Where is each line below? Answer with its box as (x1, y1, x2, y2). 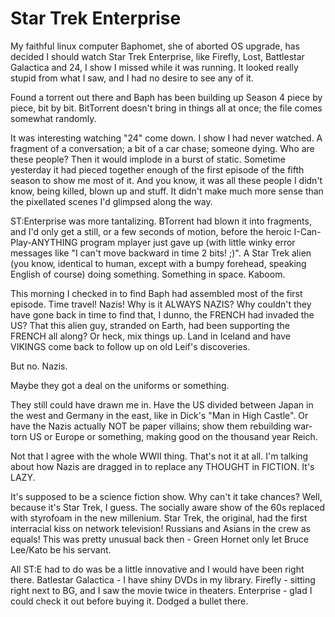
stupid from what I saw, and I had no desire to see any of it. (10, 72, 254, 84)
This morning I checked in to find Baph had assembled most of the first (10, 287, 303, 299)
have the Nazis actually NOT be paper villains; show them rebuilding (10, 420, 292, 432)
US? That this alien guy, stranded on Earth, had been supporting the (10, 319, 290, 331)
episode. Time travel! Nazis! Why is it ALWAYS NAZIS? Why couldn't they (10, 298, 312, 310)
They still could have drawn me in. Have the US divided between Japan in (10, 398, 314, 411)
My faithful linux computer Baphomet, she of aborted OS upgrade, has (10, 40, 300, 52)
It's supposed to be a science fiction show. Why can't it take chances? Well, (10, 490, 323, 502)
